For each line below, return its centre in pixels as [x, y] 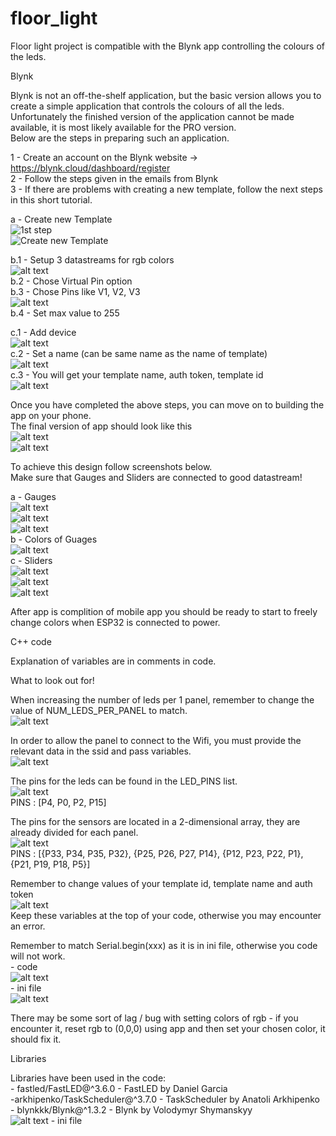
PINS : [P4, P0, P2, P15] [58, 802]
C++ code [31, 641]
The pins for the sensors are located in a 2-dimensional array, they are [155, 821]
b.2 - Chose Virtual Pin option [71, 281]
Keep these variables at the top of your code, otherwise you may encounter [166, 915]
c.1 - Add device [43, 332]
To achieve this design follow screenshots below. [111, 466]
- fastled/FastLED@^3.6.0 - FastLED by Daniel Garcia [119, 1088]
